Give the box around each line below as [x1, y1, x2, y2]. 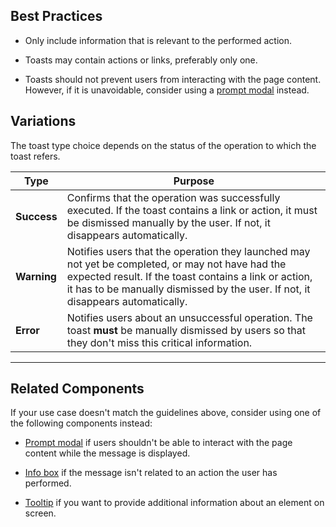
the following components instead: [10, 417, 153, 429]
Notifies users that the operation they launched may [66, 244, 311, 258]
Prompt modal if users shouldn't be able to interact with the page [24, 437, 293, 449]
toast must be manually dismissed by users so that [66, 323, 306, 337]
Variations [10, 113, 77, 130]
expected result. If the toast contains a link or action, [66, 269, 313, 283]
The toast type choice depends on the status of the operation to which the [10, 139, 317, 151]
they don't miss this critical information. [66, 335, 253, 349]
